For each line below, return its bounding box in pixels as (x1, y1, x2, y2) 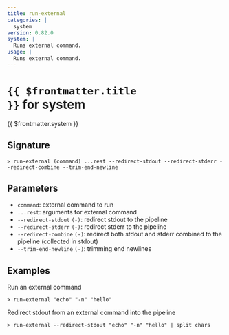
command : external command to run (17, 201, 114, 209)
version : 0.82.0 (7, 29, 54, 37)
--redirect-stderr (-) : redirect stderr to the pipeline (17, 223, 167, 231)
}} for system (7, 97, 86, 112)
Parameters (7, 182, 58, 194)
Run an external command (7, 283, 82, 292)
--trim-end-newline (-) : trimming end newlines (17, 245, 152, 253)
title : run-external (7, 10, 67, 17)
